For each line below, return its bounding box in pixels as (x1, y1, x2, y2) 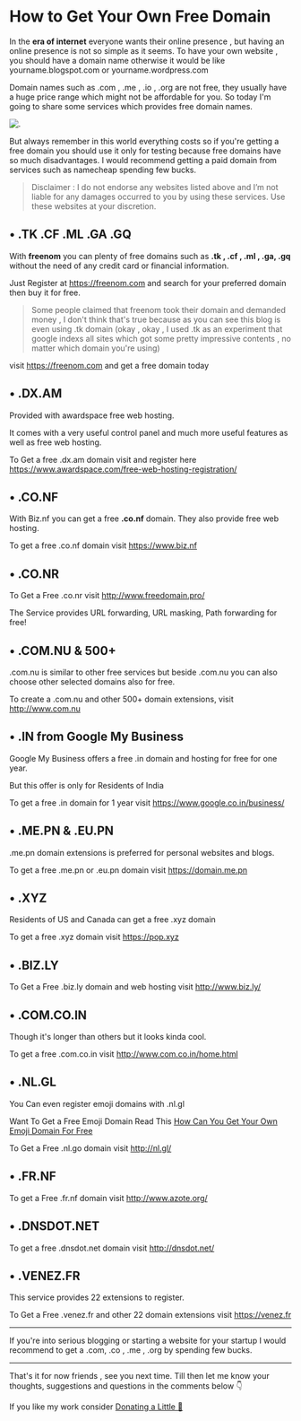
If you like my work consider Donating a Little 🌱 (9, 1401, 184, 1412)
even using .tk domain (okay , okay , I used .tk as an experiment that (30, 323, 283, 334)
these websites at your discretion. (30, 200, 157, 212)
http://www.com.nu (9, 703, 81, 714)
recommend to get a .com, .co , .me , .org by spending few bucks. (9, 1345, 253, 1356)
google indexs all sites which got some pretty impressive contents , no (30, 333, 291, 344)
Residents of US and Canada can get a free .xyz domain (9, 914, 217, 925)
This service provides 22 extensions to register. (9, 1292, 185, 1303)
